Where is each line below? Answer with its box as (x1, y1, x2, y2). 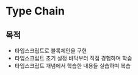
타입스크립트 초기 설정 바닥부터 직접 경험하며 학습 (14, 54, 133, 62)
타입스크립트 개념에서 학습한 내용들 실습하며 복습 (14, 62, 131, 69)
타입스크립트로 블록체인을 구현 (14, 47, 87, 54)
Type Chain (5, 4, 65, 18)
